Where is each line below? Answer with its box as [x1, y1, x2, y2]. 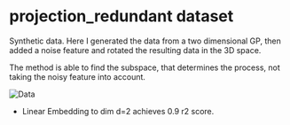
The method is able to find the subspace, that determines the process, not [9, 62, 281, 73]
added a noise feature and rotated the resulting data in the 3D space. [9, 44, 262, 55]
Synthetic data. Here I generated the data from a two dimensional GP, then [9, 35, 281, 46]
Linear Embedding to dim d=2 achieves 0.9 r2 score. [21, 105, 215, 116]
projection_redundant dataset [9, 6, 234, 27]
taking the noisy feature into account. [9, 71, 146, 82]
